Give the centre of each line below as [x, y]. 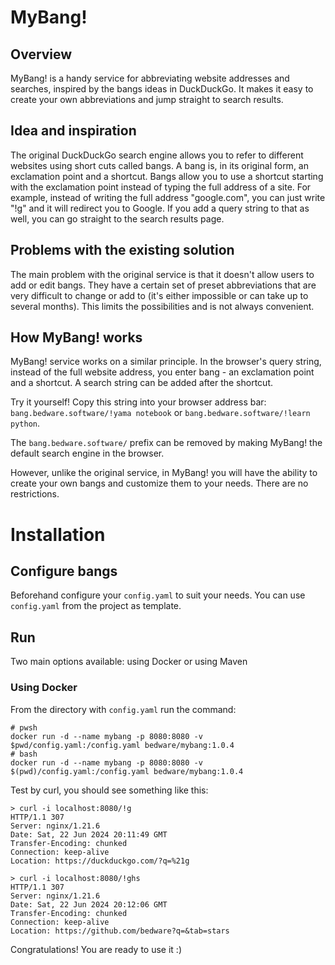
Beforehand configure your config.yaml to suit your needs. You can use [158, 595]
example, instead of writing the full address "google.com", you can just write [168, 197]
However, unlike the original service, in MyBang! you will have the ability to [164, 473]
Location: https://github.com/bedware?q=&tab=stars [120, 931]
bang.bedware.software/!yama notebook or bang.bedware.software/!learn [160, 413]
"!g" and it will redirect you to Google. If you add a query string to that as [160, 208]
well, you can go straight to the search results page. [117, 218]
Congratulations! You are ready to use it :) [96, 949]
